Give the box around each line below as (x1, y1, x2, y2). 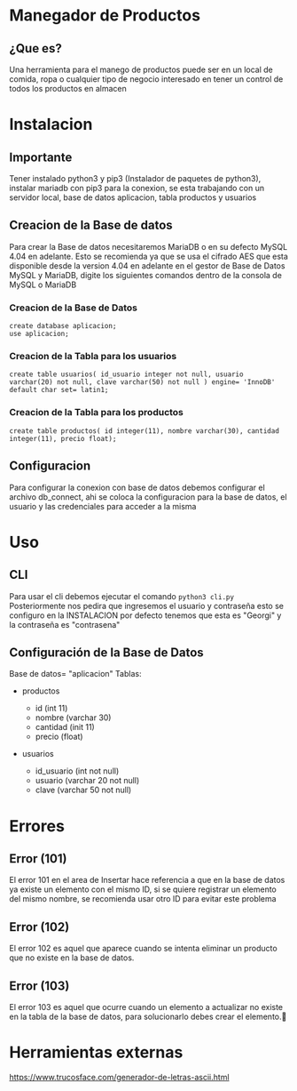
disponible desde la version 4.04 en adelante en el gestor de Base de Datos (9, 260, 285, 271)
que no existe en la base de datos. (9, 952, 135, 963)
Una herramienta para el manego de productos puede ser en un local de (9, 64, 273, 75)
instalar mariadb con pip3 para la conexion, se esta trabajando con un (9, 183, 264, 193)
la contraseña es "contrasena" (9, 619, 121, 630)
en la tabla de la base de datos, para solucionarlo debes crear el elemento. (9, 1011, 282, 1022)
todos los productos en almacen (9, 84, 127, 93)
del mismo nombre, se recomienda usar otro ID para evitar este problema (9, 894, 277, 904)
